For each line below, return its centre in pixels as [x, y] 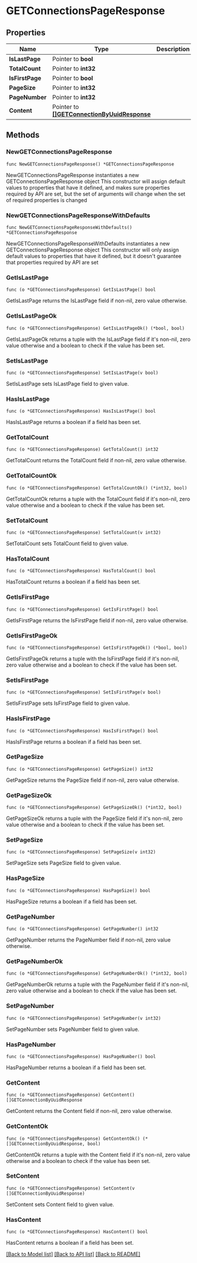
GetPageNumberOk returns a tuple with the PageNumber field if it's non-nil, [98, 984]
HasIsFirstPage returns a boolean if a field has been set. [74, 742]
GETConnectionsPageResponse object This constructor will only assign [93, 250]
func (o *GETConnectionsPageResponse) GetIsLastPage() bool [81, 290]
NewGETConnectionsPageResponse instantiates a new [73, 175]
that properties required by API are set [52, 262]
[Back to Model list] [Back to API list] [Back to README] [73, 1254]
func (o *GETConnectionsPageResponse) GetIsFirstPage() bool [82, 609]
